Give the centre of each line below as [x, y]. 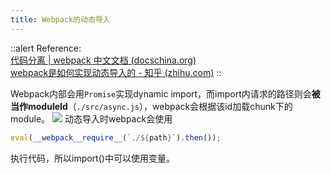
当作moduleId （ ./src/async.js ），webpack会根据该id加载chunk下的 [151, 106]
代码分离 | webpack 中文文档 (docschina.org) [103, 60]
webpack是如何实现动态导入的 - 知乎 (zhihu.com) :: [116, 72]
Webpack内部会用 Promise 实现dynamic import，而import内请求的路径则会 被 [165, 93]
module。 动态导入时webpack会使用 [91, 118]
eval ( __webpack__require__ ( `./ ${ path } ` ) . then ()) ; [116, 137]
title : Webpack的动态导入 [60, 19]
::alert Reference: [46, 48]
